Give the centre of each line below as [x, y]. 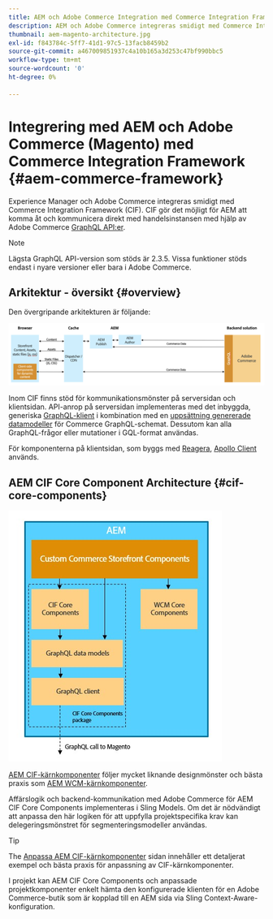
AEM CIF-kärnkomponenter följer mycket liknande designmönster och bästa [136, 774]
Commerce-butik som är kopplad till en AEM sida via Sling [106, 898]
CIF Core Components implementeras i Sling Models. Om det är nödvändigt [134, 808]
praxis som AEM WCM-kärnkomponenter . [78, 783]
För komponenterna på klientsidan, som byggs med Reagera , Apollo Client [133, 449]
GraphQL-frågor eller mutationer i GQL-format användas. [104, 433]
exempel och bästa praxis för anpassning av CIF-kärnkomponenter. [121, 865]
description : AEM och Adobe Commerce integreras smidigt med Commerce [130, 26]
